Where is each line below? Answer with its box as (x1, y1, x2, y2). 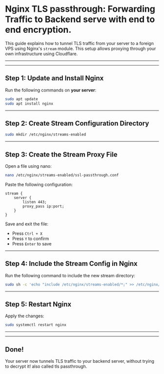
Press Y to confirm (12, 236, 49, 242)
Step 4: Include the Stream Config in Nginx (5, 260, 138, 268)
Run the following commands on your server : (5, 87, 97, 93)
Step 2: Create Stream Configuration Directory (5, 119, 149, 128)
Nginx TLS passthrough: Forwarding (5, 3, 155, 15)
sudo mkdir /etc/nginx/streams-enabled (5, 132, 86, 137)
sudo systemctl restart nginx (5, 323, 67, 328)
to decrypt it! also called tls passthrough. (5, 363, 87, 370)
